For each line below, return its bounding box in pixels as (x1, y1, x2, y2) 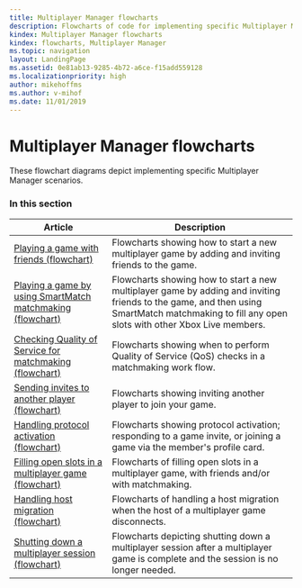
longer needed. (111, 564, 177, 576)
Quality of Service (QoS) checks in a (111, 349, 266, 362)
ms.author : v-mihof (9, 88, 83, 97)
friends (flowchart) (13, 253, 93, 266)
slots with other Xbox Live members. (111, 318, 266, 330)
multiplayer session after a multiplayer (111, 541, 272, 554)
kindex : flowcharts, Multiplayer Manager (9, 38, 167, 48)
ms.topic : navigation (9, 47, 91, 56)
